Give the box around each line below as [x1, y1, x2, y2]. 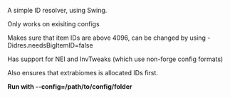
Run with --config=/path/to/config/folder [7, 82, 132, 91]
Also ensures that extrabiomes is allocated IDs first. [7, 69, 159, 77]
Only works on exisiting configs [7, 20, 100, 28]
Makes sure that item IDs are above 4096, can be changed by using [7, 33, 207, 42]
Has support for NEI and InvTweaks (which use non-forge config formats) [7, 55, 224, 63]
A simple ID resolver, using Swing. [7, 6, 108, 14]
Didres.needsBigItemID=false [7, 41, 94, 49]
